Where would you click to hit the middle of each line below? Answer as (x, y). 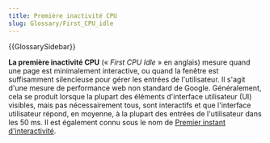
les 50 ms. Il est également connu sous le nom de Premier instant (117, 122)
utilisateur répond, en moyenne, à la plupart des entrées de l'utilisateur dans (135, 113)
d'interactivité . (32, 131)
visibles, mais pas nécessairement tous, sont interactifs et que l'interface (130, 105)
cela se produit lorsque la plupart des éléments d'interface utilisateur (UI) (130, 96)
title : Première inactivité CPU (63, 16)
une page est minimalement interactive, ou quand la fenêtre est (114, 70)
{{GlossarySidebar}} (42, 46)
